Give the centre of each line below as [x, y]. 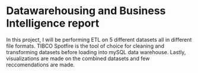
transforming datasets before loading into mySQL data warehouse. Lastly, [96, 52]
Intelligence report [53, 23]
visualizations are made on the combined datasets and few [78, 58]
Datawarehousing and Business [86, 11]
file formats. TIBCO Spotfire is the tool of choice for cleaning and [85, 46]
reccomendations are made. [41, 64]
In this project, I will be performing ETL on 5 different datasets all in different [99, 39]
